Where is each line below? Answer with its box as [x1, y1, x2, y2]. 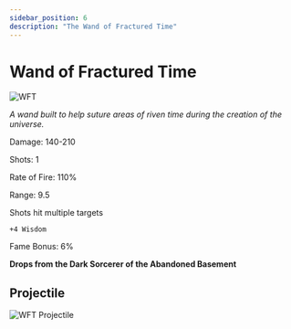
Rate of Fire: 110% [9, 172, 78, 183]
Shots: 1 [9, 154, 39, 165]
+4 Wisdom [9, 225, 47, 234]
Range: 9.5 [9, 189, 50, 201]
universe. [9, 119, 45, 130]
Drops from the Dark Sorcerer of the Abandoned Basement [9, 259, 237, 270]
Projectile [9, 285, 66, 301]
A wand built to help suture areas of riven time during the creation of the [9, 109, 283, 120]
